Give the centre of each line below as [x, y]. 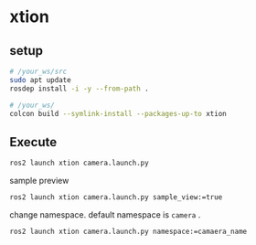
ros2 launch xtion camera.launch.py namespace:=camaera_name [128, 231]
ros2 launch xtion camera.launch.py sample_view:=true [116, 197]
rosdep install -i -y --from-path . [79, 89]
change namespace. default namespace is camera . [105, 214]
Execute [33, 142]
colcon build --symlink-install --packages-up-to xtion [118, 113]
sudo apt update [40, 80]
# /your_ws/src [38, 71]
